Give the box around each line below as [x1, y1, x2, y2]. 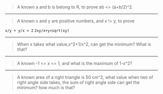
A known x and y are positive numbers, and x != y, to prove [16, 18, 135, 24]
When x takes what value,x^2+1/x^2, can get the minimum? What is [16, 41, 151, 47]
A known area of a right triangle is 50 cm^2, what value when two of [16, 75, 153, 80]
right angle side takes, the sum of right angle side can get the [16, 79, 140, 85]
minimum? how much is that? [16, 85, 75, 90]
